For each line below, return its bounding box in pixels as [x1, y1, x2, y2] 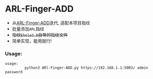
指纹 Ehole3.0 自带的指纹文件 [12, 32, 68, 38]
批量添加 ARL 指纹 [12, 26, 45, 32]
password [5, 70, 23, 75]
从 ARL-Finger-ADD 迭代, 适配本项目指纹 [12, 20, 91, 26]
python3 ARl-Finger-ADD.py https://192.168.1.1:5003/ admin [24, 66, 149, 70]
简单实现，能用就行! [12, 38, 52, 44]
